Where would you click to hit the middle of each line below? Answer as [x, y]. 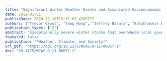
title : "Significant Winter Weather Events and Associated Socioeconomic [83, 10]
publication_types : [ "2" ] [32, 28]
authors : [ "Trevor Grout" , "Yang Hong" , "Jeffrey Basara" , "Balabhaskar [82, 23]
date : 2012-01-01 [23, 14]
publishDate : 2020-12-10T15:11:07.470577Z [50, 19]
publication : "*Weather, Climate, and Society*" [56, 42]
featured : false [22, 37]
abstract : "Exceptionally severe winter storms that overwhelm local [79, 32]
